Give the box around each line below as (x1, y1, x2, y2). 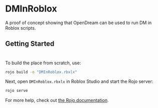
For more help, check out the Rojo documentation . (5, 97, 109, 103)
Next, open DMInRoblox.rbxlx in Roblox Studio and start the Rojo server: (5, 78, 153, 84)
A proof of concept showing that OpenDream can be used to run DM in (5, 20, 152, 26)
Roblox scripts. (5, 25, 36, 31)
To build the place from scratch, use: (5, 60, 81, 66)
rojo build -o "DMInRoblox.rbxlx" (5, 69, 78, 74)
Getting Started (5, 40, 55, 48)
